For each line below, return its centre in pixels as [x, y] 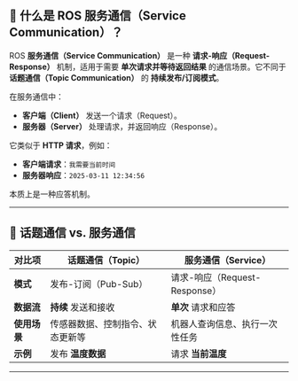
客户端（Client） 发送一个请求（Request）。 [102, 115]
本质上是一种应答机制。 [52, 194]
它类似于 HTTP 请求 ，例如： [61, 145]
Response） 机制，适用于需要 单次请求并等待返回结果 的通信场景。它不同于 [148, 66]
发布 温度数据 [78, 354]
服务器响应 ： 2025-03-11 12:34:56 [83, 175]
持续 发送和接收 [82, 307]
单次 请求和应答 [203, 307]
